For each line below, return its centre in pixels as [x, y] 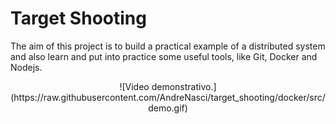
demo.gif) [168, 108]
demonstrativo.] [184, 86]
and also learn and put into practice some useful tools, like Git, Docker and [164, 56]
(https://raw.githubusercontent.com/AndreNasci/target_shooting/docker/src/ [168, 97]
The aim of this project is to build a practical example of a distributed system [168, 46]
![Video [134, 86]
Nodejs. [26, 67]
